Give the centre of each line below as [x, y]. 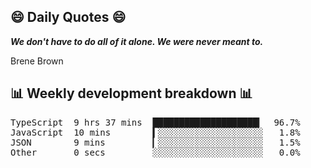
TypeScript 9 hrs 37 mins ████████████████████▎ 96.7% [155, 122]
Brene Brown [37, 61]
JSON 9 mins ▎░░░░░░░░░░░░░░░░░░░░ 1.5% [155, 142]
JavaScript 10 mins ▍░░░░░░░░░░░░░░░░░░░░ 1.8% [155, 132]
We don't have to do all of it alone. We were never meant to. [137, 41]
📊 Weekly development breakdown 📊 [131, 93]
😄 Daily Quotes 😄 [68, 17]
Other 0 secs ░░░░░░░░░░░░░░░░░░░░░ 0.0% [155, 152]
